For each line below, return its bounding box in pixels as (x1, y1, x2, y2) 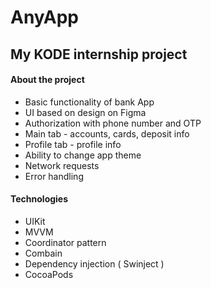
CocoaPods (24, 268, 74, 280)
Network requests (24, 159, 100, 171)
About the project (10, 74, 85, 86)
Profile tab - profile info (24, 138, 122, 150)
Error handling (24, 170, 84, 182)
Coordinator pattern (24, 236, 107, 248)
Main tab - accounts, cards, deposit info (24, 127, 190, 140)
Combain (24, 247, 63, 259)
